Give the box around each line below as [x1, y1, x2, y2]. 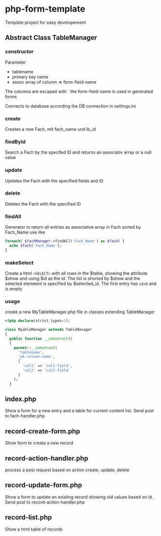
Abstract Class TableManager [5, 34, 97, 42]
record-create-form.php [5, 427, 80, 435]
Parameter [5, 59, 26, 65]
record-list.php [5, 513, 52, 521]
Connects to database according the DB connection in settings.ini [5, 103, 136, 109]
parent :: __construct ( [14, 345, 57, 350]
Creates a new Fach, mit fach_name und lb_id [5, 126, 96, 132]
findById [5, 138, 26, 145]
